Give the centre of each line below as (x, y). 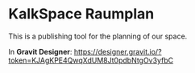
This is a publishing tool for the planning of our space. (98, 36)
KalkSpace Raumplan (81, 14)
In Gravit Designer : (40, 51)
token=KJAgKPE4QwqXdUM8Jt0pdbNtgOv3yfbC (91, 60)
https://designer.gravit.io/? (118, 51)
